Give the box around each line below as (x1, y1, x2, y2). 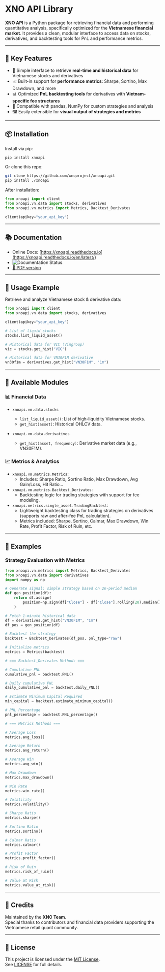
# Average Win (5, 757, 34, 762)
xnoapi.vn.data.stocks (12, 407, 59, 412)
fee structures (30, 97, 60, 104)
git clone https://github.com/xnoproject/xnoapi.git (5, 173, 115, 178)
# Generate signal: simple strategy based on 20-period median (5, 586, 137, 591)
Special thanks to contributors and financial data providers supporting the (5, 919, 155, 925)
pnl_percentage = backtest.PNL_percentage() (5, 712, 98, 717)
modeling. (19, 497, 40, 503)
